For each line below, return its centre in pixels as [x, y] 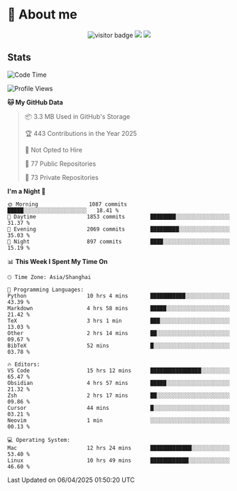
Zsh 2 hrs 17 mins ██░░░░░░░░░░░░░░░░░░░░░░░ [119, 395]
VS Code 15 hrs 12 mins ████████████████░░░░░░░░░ [119, 370]
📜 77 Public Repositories [60, 164]
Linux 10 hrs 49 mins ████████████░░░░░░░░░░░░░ [119, 460]
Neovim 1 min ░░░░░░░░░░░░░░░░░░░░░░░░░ [119, 420]
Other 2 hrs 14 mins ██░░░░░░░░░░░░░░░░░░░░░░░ [119, 333]
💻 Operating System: [39, 440]
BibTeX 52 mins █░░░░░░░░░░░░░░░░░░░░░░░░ [119, 345]
